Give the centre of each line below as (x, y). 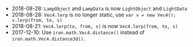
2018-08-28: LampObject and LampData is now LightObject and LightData (99, 9)
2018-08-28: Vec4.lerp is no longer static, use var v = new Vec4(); (94, 15)
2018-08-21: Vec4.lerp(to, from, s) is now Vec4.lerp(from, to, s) (95, 26)
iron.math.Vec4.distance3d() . (48, 38)
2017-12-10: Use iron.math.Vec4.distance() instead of (78, 32)
